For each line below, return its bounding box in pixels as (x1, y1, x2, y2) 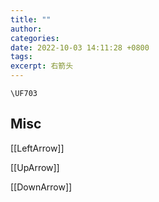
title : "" (10, 14, 52, 25)
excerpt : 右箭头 (10, 61, 74, 71)
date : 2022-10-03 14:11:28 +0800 (10, 42, 150, 53)
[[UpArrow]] (10, 161, 60, 173)
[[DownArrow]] (10, 181, 73, 193)
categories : (10, 33, 60, 43)
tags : (10, 52, 33, 62)
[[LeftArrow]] (10, 142, 65, 154)
